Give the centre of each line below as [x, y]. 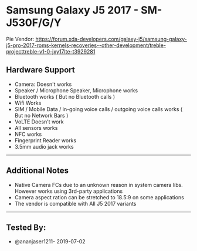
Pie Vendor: [20, 39]
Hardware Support [40, 70]
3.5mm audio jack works [44, 146]
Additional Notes [38, 171]
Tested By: [26, 227]
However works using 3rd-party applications [69, 191]
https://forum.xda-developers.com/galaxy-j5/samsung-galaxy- [111, 39]
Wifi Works [28, 103]
